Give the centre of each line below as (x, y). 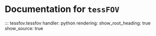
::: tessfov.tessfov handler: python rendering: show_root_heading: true (78, 23)
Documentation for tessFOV (62, 9)
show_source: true (24, 28)
